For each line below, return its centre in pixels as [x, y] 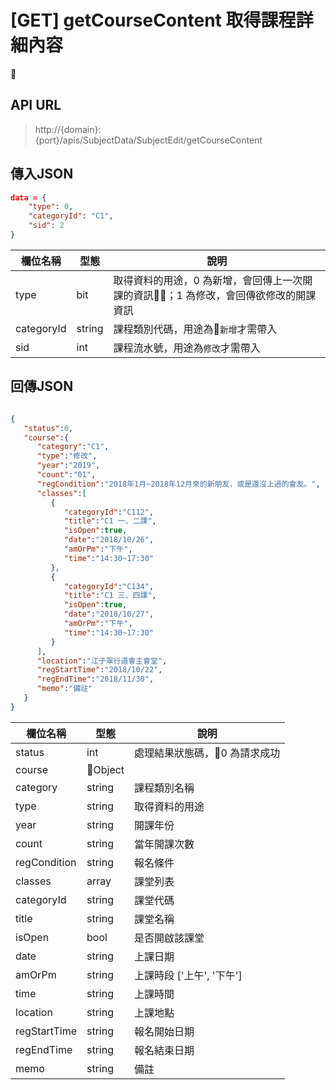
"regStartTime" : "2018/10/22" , [99, 670]
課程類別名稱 [164, 788]
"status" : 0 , [48, 428]
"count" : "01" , [66, 475]
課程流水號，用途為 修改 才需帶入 [187, 348]
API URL [36, 105]
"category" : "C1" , [73, 447]
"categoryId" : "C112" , [109, 512]
